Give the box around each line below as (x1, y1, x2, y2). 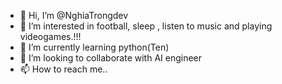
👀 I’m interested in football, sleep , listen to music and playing (19, 20, 273, 32)
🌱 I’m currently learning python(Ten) (19, 41, 170, 53)
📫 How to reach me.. (19, 63, 108, 75)
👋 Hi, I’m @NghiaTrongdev (19, 10, 129, 21)
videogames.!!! (19, 31, 82, 42)
